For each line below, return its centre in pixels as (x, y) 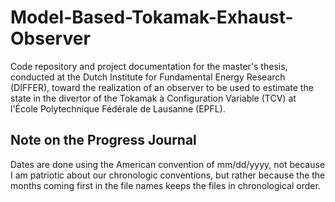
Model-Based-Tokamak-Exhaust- (152, 17)
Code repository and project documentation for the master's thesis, (149, 66)
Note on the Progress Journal (103, 140)
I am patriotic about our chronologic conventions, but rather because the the (168, 175)
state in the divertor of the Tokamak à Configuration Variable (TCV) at (153, 98)
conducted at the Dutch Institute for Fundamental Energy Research (148, 77)
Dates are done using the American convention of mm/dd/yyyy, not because (168, 164)
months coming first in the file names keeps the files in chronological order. (165, 185)
